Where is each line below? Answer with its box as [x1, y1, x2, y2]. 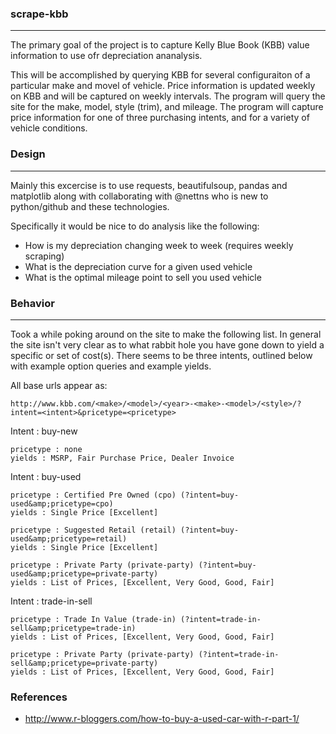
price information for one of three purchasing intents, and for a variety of [10, 112, 310, 124]
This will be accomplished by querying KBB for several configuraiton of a [10, 69, 311, 81]
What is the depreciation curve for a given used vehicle [24, 260, 253, 272]
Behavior [10, 296, 55, 310]
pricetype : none [10, 444, 83, 454]
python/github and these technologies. [10, 200, 170, 212]
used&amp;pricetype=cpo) [10, 498, 114, 509]
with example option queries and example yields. [10, 360, 212, 372]
